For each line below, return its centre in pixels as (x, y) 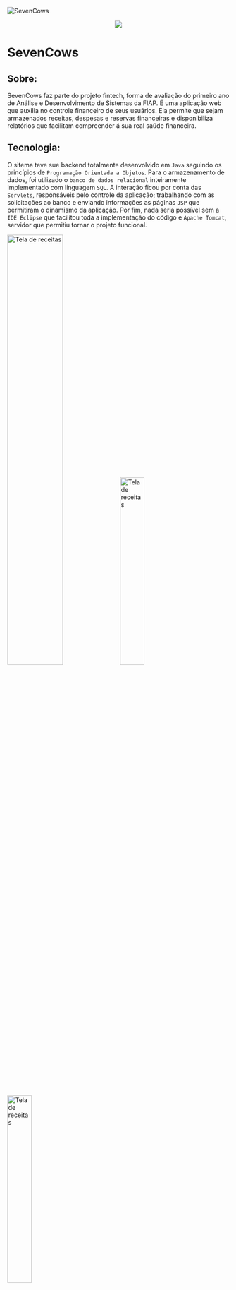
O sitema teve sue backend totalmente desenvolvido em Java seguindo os (114, 165)
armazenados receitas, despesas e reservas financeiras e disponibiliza (110, 118)
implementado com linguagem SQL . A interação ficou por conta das (105, 187)
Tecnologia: (34, 148)
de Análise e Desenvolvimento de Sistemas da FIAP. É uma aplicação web (114, 103)
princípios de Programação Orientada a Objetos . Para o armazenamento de (116, 172)
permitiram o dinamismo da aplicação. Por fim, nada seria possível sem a (113, 210)
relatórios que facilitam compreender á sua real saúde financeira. (102, 126)
